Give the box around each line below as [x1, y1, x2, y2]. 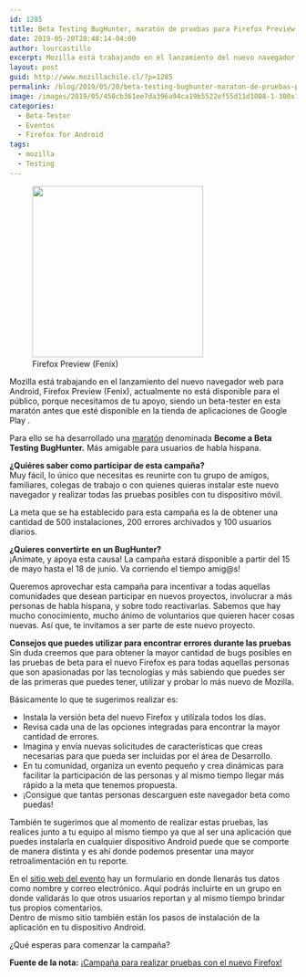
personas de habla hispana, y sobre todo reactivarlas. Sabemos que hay [9, 600, 280, 611]
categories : [9, 101, 55, 110]
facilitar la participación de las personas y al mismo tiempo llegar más [22, 770, 285, 781]
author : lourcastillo [9, 44, 92, 53]
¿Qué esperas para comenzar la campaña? [9, 939, 170, 950]
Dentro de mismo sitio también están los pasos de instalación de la [9, 911, 260, 922]
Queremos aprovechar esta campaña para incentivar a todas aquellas [9, 581, 270, 592]
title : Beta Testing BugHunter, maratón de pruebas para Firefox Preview [9, 24, 296, 34]
